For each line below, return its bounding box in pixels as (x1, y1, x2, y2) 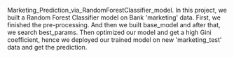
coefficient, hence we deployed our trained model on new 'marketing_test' (7, 36, 222, 44)
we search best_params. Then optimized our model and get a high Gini (7, 28, 212, 36)
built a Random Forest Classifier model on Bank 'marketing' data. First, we (7, 13, 221, 22)
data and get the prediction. (7, 43, 88, 51)
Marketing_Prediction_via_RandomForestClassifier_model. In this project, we (7, 6, 228, 14)
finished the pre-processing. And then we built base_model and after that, (7, 21, 221, 29)
